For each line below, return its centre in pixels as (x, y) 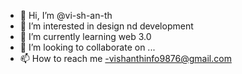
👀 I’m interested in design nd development (106, 26)
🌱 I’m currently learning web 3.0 (85, 36)
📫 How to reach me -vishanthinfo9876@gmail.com (125, 58)
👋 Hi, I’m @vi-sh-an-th (66, 15)
